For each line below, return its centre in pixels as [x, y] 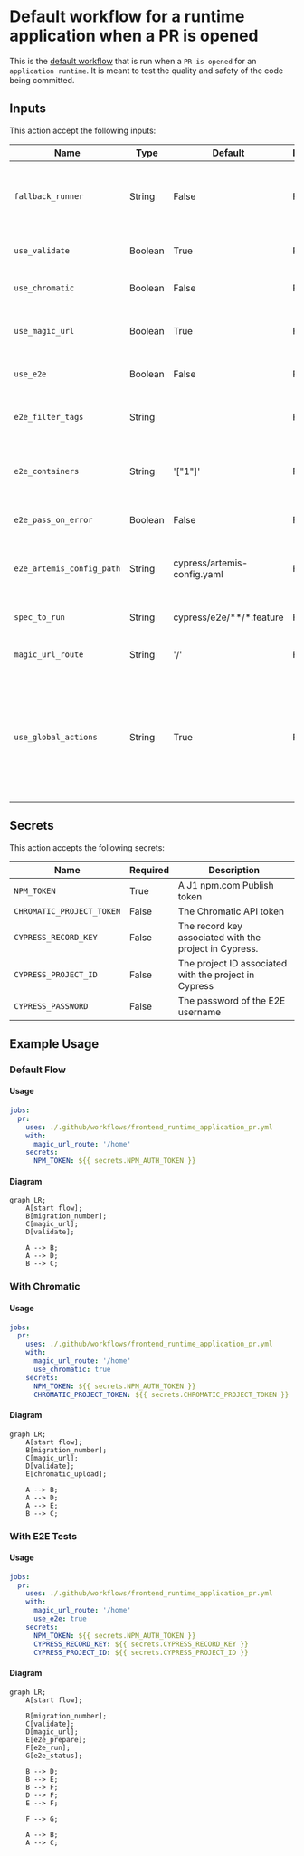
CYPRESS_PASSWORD [51, 1006]
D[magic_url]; [52, 1732]
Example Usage [54, 1044]
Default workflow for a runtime [127, 17]
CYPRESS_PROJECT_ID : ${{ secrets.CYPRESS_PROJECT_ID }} [141, 1652]
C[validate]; [50, 1724]
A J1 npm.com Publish [226, 885]
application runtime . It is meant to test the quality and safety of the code [146, 71]
